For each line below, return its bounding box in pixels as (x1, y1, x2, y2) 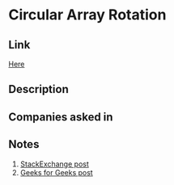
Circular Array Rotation (8, 6, 167, 24)
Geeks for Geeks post (19, 167, 93, 177)
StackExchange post (19, 159, 89, 169)
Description (8, 82, 69, 96)
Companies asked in (8, 110, 113, 124)
